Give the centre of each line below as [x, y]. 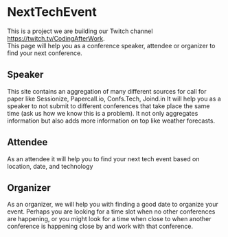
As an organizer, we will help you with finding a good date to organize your [113, 205]
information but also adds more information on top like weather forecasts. [111, 121]
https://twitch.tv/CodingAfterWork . [56, 38]
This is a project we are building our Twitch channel [80, 31]
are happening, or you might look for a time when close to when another [109, 219]
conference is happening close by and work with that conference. [100, 226]
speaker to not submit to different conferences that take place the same [109, 106]
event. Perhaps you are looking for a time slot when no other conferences [111, 212]
